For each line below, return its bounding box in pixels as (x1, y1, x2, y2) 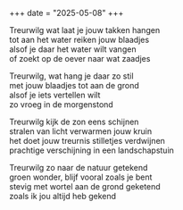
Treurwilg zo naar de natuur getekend (9, 163, 148, 172)
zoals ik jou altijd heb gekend (9, 191, 117, 201)
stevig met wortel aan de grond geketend (9, 181, 161, 191)
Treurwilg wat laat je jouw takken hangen (9, 25, 161, 35)
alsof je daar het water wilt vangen (9, 44, 137, 55)
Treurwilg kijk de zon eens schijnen (9, 116, 139, 127)
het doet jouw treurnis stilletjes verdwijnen (9, 136, 165, 146)
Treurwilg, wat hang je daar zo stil (9, 71, 134, 81)
